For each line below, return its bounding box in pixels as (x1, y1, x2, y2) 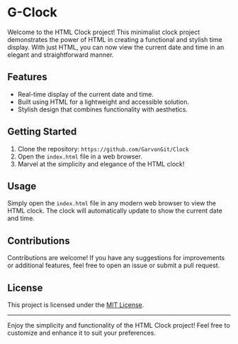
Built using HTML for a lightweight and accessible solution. (17, 97, 190, 106)
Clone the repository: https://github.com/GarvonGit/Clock (17, 144, 189, 153)
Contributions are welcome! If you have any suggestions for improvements (7, 254, 225, 262)
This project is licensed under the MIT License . (7, 301, 144, 309)
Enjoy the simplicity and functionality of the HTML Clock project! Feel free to (7, 321, 230, 329)
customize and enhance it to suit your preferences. (7, 328, 156, 337)
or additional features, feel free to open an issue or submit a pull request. (7, 261, 220, 270)
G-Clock (7, 4, 58, 21)
